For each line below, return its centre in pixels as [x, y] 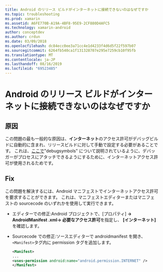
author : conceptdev [25, 32]
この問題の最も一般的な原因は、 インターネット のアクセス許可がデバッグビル [82, 139]
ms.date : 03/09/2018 [26, 42]
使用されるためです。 [35, 163]
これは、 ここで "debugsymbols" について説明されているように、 [78, 151]
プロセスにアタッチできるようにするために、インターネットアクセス [86, 157]
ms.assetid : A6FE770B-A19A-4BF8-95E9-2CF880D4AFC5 [57, 23]
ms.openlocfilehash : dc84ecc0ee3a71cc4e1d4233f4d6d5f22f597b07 [71, 46]
